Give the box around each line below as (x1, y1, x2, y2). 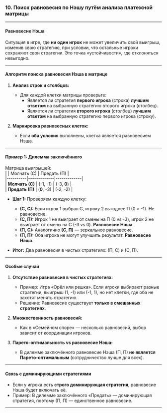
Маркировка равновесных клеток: (12, 123, 88, 129)
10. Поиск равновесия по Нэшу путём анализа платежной (5, 4, 153, 11)
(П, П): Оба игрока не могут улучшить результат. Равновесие (19, 232, 152, 238)
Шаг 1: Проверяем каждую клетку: (12, 196, 87, 202)
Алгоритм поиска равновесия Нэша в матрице (5, 71, 108, 77)
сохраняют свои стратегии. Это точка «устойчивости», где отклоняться (5, 49, 159, 56)
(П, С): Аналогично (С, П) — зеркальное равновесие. (19, 227, 133, 233)
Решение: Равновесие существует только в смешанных (19, 300, 141, 306)
